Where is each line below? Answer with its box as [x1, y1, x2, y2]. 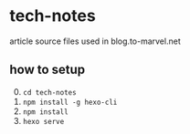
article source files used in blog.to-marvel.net [9, 36, 181, 46]
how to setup [9, 62, 86, 77]
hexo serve [22, 117, 65, 126]
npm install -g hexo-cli [22, 98, 118, 107]
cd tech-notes [22, 88, 77, 97]
